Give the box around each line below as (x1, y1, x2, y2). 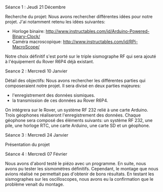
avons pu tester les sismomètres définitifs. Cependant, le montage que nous (5, 166, 159, 171)
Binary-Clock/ (12, 34, 41, 39)
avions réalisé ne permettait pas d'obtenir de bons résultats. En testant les (5, 171, 155, 177)
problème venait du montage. (5, 181, 64, 187)
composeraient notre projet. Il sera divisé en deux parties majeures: (5, 83, 141, 89)
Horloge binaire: (12, 28, 45, 34)
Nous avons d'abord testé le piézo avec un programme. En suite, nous (5, 161, 146, 166)
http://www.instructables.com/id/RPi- (62, 39, 138, 45)
